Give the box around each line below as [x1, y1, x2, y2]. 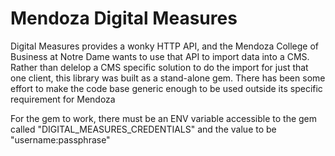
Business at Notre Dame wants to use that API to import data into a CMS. [10, 50, 310, 62]
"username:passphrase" [10, 133, 111, 146]
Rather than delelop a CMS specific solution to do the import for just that [10, 61, 309, 73]
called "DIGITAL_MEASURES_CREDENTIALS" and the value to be [10, 123, 277, 135]
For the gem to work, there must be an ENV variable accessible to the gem [10, 112, 318, 124]
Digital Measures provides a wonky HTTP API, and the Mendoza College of [10, 40, 320, 52]
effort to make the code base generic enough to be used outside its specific [10, 82, 323, 94]
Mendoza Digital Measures [10, 7, 238, 30]
